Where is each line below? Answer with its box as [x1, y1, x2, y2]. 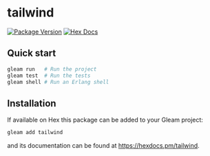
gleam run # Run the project [7, 65, 97, 73]
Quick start [7, 47, 56, 59]
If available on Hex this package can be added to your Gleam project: [7, 115, 203, 124]
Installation [7, 98, 56, 109]
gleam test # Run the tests [7, 72, 91, 79]
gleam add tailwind [7, 129, 63, 136]
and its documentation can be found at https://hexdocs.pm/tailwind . [7, 142, 200, 150]
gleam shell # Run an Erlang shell [7, 78, 109, 85]
